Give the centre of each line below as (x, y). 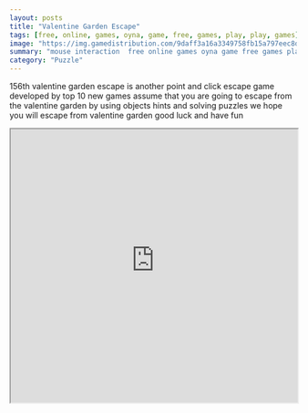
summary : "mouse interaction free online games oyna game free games (146, 52)
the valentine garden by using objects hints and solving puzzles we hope (146, 105)
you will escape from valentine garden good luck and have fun (127, 115)
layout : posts (36, 18)
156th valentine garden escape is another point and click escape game (142, 86)
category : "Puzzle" (46, 60)
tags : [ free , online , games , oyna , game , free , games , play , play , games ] (154, 35)
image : (22, 43)
